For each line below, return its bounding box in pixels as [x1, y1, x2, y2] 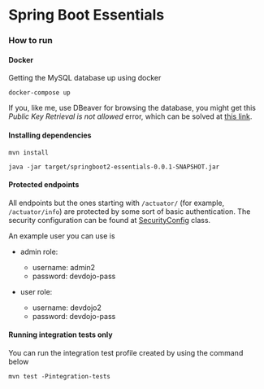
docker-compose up [8, 89, 71, 97]
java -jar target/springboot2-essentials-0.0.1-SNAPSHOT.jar [8, 163, 220, 171]
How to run [8, 35, 53, 46]
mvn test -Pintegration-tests [8, 372, 111, 380]
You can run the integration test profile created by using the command [8, 347, 244, 357]
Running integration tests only [8, 330, 113, 339]
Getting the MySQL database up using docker [8, 73, 162, 83]
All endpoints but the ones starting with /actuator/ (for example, [8, 198, 225, 208]
